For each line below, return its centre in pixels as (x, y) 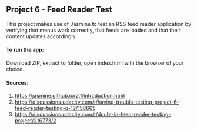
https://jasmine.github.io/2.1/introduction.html (70, 96)
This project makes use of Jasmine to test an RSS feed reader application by (99, 24)
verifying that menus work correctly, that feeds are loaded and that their (94, 30)
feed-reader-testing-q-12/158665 (55, 108)
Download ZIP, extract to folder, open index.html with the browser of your (95, 63)
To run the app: (25, 50)
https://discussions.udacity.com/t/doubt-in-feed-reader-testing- (93, 115)
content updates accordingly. (42, 36)
